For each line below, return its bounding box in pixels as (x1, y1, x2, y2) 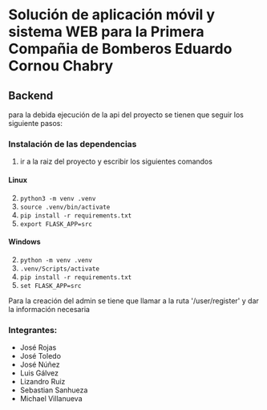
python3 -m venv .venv (19, 194, 96, 202)
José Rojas (19, 343, 57, 352)
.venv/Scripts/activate (19, 265, 100, 273)
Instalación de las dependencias (8, 138, 137, 149)
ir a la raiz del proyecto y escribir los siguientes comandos (19, 156, 212, 166)
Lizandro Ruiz (19, 377, 66, 386)
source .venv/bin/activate (19, 203, 111, 211)
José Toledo (19, 351, 62, 360)
